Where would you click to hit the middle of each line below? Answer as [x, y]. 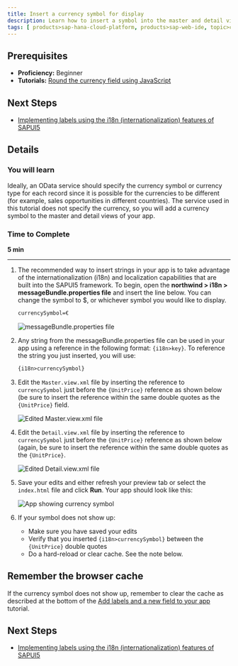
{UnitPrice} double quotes [68, 546]
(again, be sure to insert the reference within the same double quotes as [123, 447]
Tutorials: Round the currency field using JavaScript [94, 81]
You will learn [31, 170]
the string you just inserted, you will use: [76, 355]
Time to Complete [39, 234]
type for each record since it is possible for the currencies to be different [113, 193]
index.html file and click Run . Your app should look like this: [105, 490]
